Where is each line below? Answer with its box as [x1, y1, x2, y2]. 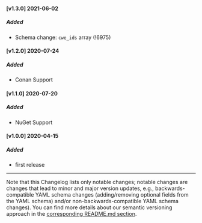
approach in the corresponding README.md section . [6, 210, 137, 218]
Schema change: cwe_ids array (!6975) [14, 34, 111, 41]
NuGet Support [14, 119, 53, 126]
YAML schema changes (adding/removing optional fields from [35, 191, 189, 198]
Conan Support [14, 76, 53, 83]
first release [14, 161, 45, 168]
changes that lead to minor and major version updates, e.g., [6, 185, 155, 192]
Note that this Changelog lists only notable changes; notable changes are [6, 179, 188, 186]
